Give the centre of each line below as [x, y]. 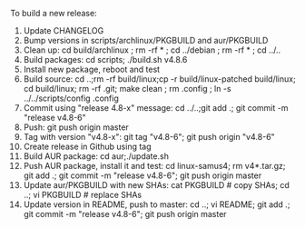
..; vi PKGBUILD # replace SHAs [83, 195]
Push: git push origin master [76, 127]
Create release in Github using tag [88, 146]
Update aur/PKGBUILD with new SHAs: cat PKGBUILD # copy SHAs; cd [156, 185]
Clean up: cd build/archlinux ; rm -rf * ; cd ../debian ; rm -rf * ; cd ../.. [152, 50]
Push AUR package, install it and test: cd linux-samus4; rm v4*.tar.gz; [154, 166]
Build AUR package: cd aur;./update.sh [96, 156]
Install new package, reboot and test [92, 69]
